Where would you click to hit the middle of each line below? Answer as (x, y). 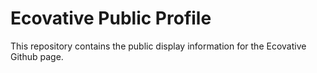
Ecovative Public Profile (111, 18)
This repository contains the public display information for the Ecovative (158, 46)
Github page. (37, 56)
